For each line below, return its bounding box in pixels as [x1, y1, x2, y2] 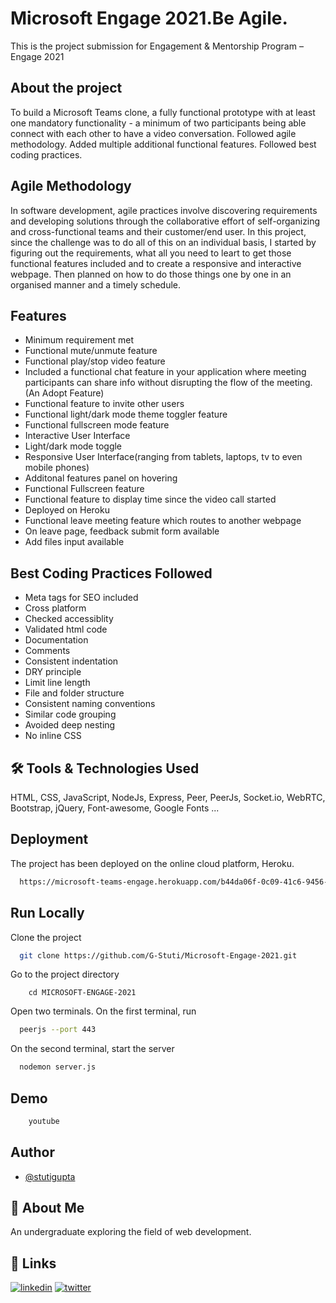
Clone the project [10, 931, 82, 943]
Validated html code [24, 623, 108, 636]
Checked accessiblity [24, 613, 114, 625]
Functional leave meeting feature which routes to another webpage [24, 515, 302, 527]
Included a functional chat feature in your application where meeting [24, 366, 307, 378]
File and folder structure [24, 687, 125, 699]
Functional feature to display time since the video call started [24, 493, 277, 506]
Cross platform [24, 602, 87, 614]
